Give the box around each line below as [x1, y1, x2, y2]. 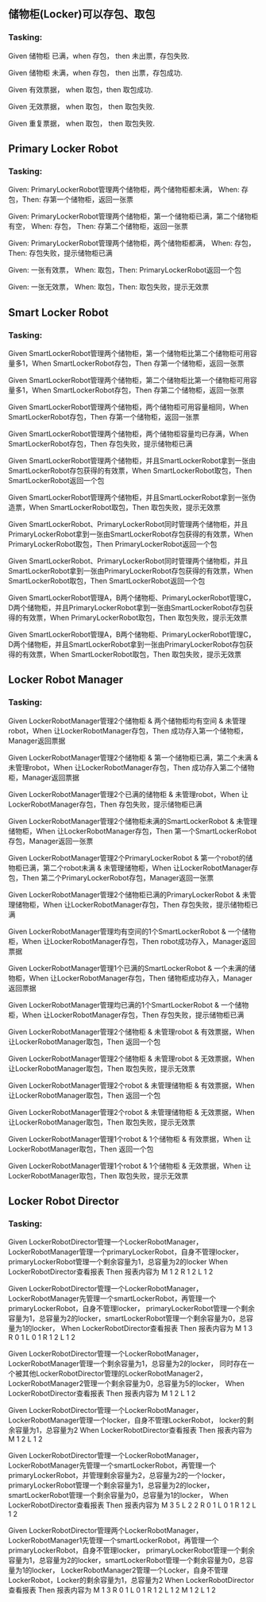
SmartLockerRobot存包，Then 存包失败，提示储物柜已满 [8, 439, 193, 449]
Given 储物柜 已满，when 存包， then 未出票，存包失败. [8, 51, 191, 60]
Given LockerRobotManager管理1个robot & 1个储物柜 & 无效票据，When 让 [8, 1161, 252, 1171]
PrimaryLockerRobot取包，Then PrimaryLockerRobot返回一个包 [8, 540, 218, 549]
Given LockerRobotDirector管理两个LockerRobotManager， [8, 1526, 203, 1535]
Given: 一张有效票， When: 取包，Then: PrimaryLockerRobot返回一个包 [8, 265, 242, 275]
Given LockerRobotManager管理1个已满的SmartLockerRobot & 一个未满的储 [8, 963, 256, 973]
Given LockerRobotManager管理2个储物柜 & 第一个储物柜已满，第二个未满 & [8, 753, 258, 762]
